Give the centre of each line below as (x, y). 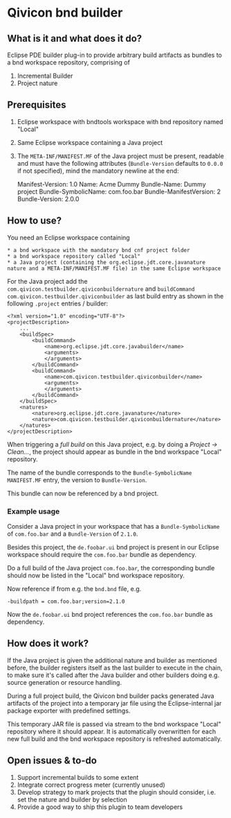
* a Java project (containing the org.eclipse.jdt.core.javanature (107, 262)
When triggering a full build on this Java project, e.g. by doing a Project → (112, 444)
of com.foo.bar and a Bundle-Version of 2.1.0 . (73, 534)
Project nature (37, 83)
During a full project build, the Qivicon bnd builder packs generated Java (111, 696)
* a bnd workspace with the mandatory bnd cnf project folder (99, 250)
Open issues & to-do (52, 761)
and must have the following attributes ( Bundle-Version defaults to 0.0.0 (120, 163)
